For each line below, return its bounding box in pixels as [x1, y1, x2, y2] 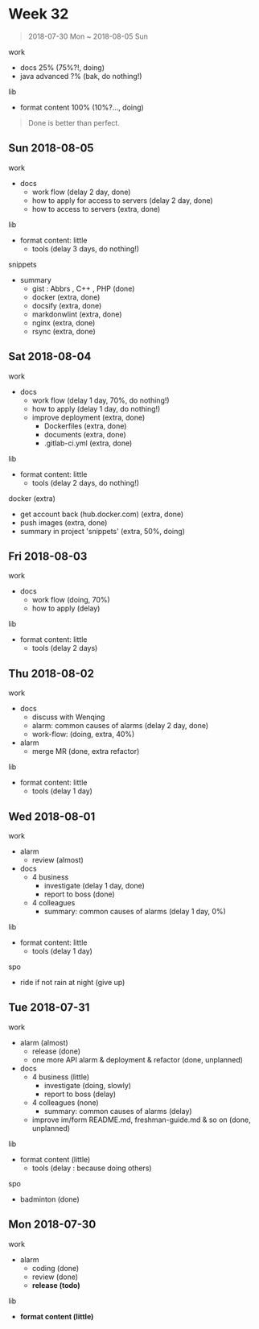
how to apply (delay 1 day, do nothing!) [31, 404, 161, 413]
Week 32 [8, 5, 69, 23]
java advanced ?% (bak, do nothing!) [19, 71, 142, 81]
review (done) [31, 1272, 79, 1281]
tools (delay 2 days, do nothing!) [31, 478, 139, 487]
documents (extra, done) [43, 429, 126, 439]
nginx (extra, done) [31, 317, 96, 327]
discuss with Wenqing [31, 712, 105, 722]
